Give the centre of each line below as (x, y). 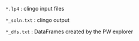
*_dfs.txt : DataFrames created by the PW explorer (69, 31)
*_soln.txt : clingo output (38, 20)
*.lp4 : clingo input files (35, 9)
